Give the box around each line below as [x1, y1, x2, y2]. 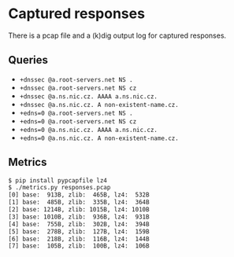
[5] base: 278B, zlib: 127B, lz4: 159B [8, 227, 150, 236]
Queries [8, 53, 49, 67]
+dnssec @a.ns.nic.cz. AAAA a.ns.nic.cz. [19, 92, 158, 101]
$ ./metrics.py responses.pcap [8, 184, 111, 192]
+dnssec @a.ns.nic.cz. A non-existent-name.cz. [19, 101, 179, 108]
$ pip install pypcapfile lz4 [8, 176, 108, 185]
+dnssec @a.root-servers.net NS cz [19, 84, 137, 92]
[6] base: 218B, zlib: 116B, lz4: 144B [8, 235, 150, 243]
